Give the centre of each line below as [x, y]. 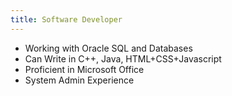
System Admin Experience [79, 80]
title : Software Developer [66, 19]
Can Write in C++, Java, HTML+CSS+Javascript [123, 58]
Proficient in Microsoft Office [84, 69]
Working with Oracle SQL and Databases [108, 48]
